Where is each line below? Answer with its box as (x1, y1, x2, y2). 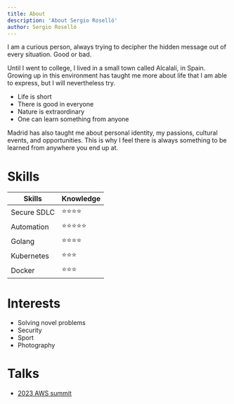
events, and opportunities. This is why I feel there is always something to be (7, 136, 227, 145)
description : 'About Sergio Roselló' (7, 17, 118, 24)
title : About (7, 10, 46, 18)
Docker (11, 265, 35, 275)
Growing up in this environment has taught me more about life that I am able (7, 71, 227, 80)
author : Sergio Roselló (7, 23, 77, 30)
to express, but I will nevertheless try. (7, 79, 116, 87)
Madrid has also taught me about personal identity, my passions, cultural (7, 128, 218, 137)
